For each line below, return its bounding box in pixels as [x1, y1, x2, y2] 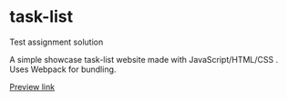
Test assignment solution [9, 36, 104, 47]
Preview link [9, 81, 56, 92]
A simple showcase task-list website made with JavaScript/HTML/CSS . [9, 54, 279, 65]
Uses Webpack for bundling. [9, 64, 117, 75]
